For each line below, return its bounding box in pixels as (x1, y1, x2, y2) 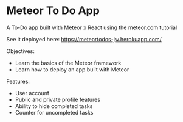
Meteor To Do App (6, 4, 100, 18)
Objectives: (6, 47, 35, 55)
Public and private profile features (15, 96, 100, 103)
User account (15, 89, 50, 96)
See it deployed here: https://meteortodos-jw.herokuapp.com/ (6, 35, 162, 43)
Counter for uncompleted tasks (15, 109, 94, 116)
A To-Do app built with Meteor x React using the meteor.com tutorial (6, 24, 178, 31)
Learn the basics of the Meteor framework (15, 59, 122, 66)
